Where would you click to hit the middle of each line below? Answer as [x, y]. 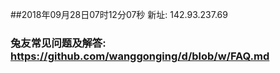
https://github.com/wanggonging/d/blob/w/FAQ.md [140, 56]
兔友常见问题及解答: [58, 43]
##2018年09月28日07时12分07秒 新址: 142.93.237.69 [119, 14]
